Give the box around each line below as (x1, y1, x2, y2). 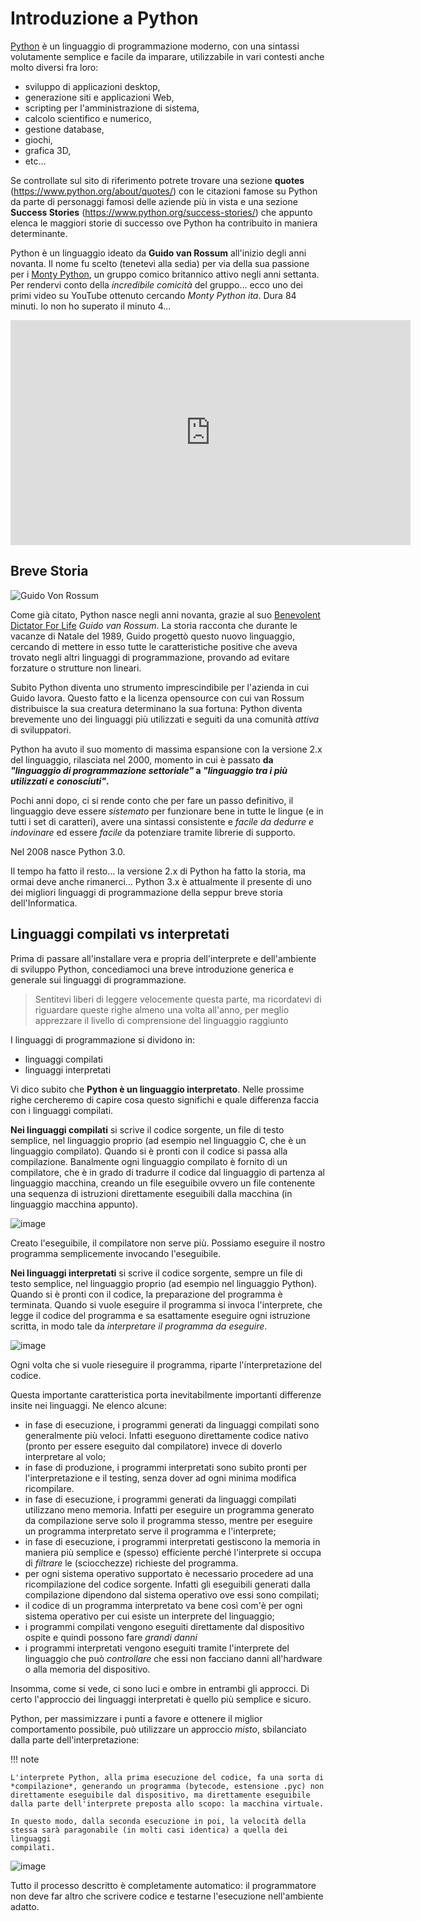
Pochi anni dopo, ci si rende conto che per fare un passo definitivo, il (10, 794, 294, 806)
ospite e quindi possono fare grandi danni (24, 1631, 198, 1643)
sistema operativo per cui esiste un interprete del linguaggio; (24, 1610, 275, 1622)
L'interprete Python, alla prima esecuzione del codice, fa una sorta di (10, 1772, 325, 1782)
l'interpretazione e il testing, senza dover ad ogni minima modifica (24, 1472, 297, 1484)
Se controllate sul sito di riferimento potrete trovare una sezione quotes (10, 174, 305, 186)
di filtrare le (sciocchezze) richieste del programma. (24, 1557, 239, 1569)
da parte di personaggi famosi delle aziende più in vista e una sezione (10, 195, 298, 207)
